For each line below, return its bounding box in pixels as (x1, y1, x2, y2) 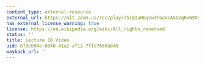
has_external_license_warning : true (6, 20, 99, 26)
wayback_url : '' (6, 49, 48, 55)
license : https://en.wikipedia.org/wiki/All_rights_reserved (6, 26, 165, 32)
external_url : (6, 15, 43, 21)
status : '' (6, 32, 34, 38)
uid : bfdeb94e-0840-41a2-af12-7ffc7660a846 (6, 43, 119, 49)
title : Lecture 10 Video (6, 37, 70, 43)
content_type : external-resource (6, 9, 92, 15)
